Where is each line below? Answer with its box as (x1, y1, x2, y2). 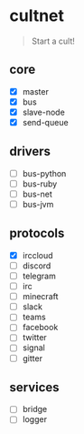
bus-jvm (22, 199, 54, 209)
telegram (22, 270, 56, 281)
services (9, 379, 61, 395)
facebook (22, 322, 59, 333)
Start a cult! (31, 35, 75, 46)
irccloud (22, 249, 53, 260)
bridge (22, 404, 48, 415)
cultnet (9, 5, 65, 26)
